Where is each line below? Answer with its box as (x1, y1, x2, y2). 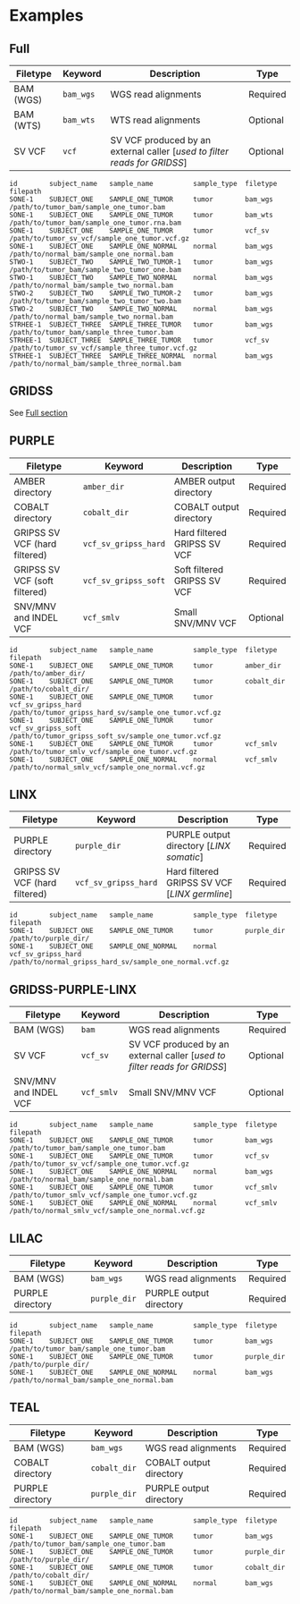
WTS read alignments (110, 114, 201, 126)
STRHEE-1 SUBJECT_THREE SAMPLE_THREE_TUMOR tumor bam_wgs (9, 320, 274, 329)
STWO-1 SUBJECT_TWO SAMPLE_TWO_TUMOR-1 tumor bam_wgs (9, 258, 274, 267)
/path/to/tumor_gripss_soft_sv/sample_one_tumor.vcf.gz (9, 731, 221, 741)
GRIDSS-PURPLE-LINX (9, 981, 137, 997)
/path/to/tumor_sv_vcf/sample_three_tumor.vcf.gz (9, 344, 198, 352)
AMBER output (173, 475, 236, 488)
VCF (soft (13, 574, 54, 587)
